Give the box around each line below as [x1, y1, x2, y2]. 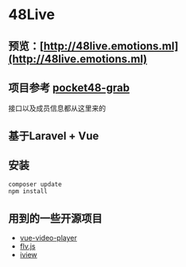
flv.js [19, 242, 36, 251]
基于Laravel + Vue [8, 129, 99, 142]
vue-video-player [19, 233, 78, 243]
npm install [8, 188, 48, 195]
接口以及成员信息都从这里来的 [8, 103, 106, 113]
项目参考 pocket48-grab [8, 81, 130, 95]
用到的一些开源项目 [8, 211, 103, 225]
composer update [8, 180, 62, 188]
